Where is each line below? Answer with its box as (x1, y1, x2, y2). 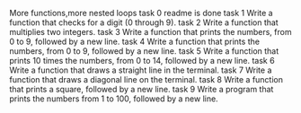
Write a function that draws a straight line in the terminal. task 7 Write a (9, 65, 272, 75)
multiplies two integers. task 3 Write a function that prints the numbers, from (9, 27, 292, 37)
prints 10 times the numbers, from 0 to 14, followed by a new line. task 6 (9, 56, 276, 65)
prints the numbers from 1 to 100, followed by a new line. (9, 93, 218, 104)
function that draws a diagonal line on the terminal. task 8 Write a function (9, 74, 283, 84)
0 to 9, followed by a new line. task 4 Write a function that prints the (9, 36, 261, 47)
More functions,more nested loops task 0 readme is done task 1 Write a (9, 8, 273, 18)
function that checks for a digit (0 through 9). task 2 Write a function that (9, 17, 279, 28)
